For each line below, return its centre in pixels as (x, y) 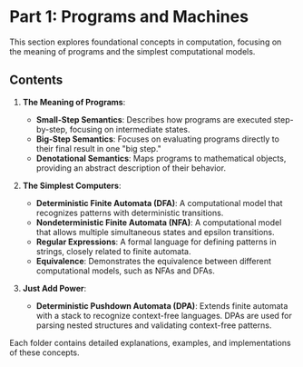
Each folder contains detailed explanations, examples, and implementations (151, 342)
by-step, (52, 129)
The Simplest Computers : (72, 185)
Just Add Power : (54, 288)
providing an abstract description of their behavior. (131, 168)
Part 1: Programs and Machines (129, 17)
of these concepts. (44, 352)
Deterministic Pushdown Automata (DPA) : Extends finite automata (162, 305)
